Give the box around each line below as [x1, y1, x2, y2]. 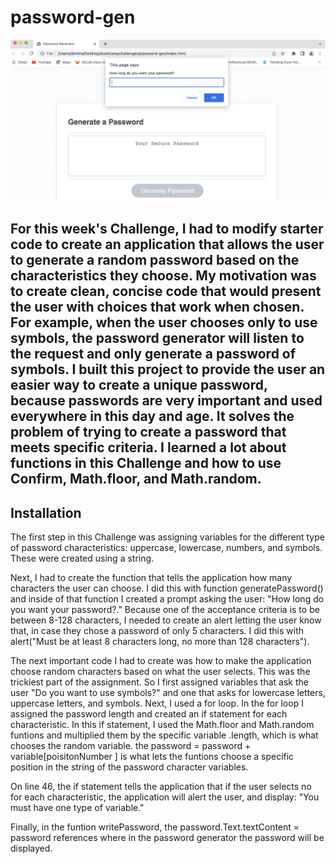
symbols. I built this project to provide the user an [10, 361, 326, 378]
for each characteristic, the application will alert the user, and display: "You [10, 791, 320, 803]
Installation [10, 504, 82, 521]
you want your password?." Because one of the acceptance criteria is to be [10, 604, 320, 616]
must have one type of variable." [10, 802, 145, 814]
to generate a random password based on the [10, 252, 300, 269]
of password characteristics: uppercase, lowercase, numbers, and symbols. [10, 542, 323, 554]
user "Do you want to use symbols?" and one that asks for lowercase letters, [10, 687, 326, 699]
